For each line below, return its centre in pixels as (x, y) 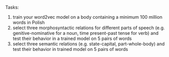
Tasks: (12, 7)
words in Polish (29, 22)
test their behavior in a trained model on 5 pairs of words (72, 38)
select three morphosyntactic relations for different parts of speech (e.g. (89, 28)
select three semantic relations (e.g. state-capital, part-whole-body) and (89, 44)
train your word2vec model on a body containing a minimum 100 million (88, 17)
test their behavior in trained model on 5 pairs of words (70, 49)
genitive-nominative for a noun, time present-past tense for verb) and (86, 33)
